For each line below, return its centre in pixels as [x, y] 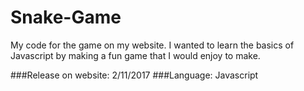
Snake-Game [66, 17]
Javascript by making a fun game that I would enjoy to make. [135, 55]
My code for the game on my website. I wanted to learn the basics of [152, 45]
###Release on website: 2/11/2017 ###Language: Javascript [134, 75]
